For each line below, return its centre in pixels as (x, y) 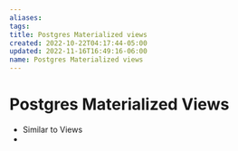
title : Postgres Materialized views (78, 34)
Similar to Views (52, 129)
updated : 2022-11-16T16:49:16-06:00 (78, 52)
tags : (19, 26)
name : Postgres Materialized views (76, 60)
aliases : (26, 18)
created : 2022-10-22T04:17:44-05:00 (78, 43)
